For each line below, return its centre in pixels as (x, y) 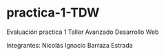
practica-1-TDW (53, 13)
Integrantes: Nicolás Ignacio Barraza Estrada (70, 45)
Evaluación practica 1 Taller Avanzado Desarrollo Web (83, 32)
